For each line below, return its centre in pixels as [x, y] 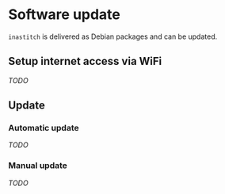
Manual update [38, 165]
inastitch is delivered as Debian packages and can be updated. [113, 36]
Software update [65, 15]
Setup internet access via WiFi [85, 61]
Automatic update [44, 128]
